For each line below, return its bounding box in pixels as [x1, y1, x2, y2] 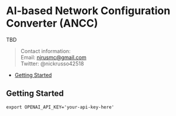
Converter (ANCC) [6, 16, 98, 30]
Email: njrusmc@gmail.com [20, 54, 87, 61]
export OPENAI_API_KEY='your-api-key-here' [6, 104, 115, 110]
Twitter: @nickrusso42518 [20, 60, 84, 67]
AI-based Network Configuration [6, 4, 171, 18]
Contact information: [20, 47, 71, 54]
